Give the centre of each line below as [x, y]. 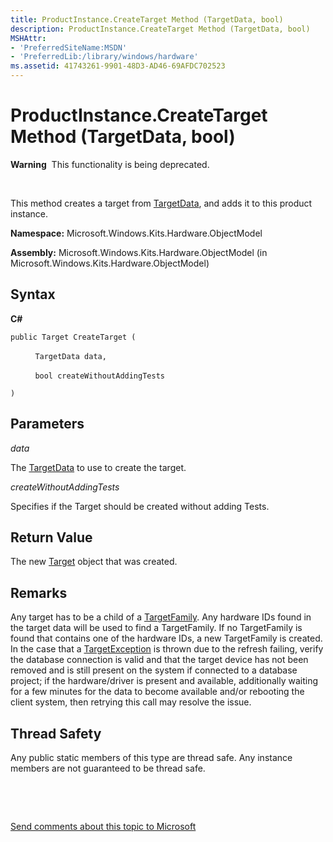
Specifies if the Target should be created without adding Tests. [140, 506]
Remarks [39, 592]
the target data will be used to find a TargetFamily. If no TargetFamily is [156, 628]
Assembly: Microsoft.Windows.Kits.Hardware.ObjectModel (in [139, 252]
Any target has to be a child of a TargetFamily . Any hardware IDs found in [161, 617]
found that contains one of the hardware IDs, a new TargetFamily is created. [166, 638]
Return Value [51, 537]
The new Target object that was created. [94, 562]
